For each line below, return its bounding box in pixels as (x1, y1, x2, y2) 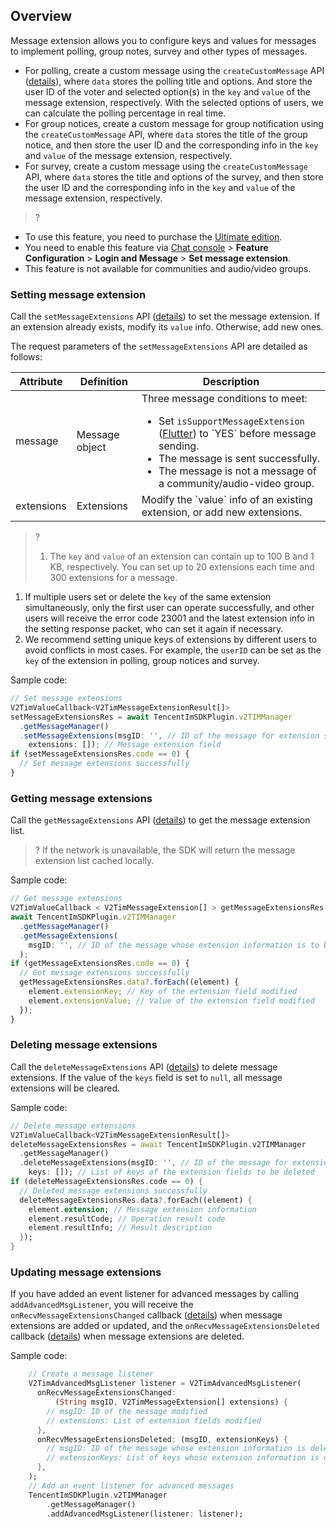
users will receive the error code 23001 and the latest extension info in (24, 612, 315, 624)
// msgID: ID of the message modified (46, 1406, 208, 1416)
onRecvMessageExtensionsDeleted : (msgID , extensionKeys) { (36, 1434, 288, 1444)
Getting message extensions (10, 791, 153, 805)
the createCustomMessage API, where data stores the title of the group (24, 128, 308, 140)
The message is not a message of (158, 464, 317, 478)
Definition (79, 375, 128, 389)
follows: (10, 351, 43, 363)
